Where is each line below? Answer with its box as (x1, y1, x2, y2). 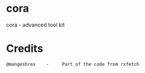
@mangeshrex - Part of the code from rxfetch (6, 61, 140, 67)
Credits (6, 42, 43, 55)
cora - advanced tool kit (6, 21, 65, 28)
